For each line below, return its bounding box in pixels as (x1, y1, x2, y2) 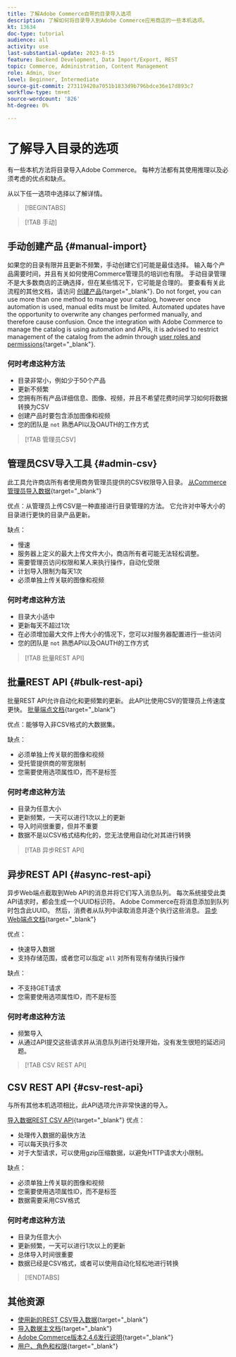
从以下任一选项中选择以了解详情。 (7, 189, 106, 197)
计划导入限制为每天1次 (17, 567, 82, 575)
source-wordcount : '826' (7, 96, 80, 103)
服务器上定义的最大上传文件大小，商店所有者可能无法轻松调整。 (17, 549, 203, 558)
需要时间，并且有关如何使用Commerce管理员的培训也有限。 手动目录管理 (13, 269, 227, 278)
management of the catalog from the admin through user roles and (7, 332, 201, 340)
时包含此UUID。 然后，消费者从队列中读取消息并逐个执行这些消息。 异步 (7, 906, 218, 914)
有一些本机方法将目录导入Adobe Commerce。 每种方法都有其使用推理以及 (7, 165, 223, 173)
